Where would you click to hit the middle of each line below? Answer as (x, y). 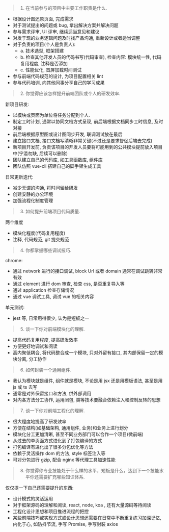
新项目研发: (17, 104)
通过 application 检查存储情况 (44, 290)
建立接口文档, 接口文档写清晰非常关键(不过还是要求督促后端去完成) (82, 141)
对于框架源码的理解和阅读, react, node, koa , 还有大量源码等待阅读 (82, 505)
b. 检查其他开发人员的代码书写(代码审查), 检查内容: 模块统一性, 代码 (91, 57)
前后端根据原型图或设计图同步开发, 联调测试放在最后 (67, 134)
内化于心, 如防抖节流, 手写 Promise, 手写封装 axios (65, 524)
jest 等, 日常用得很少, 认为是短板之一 (51, 318)
